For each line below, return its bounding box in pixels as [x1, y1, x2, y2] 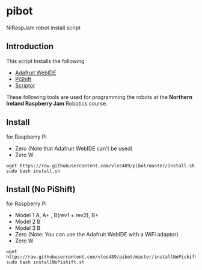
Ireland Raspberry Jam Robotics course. [6, 100, 108, 107]
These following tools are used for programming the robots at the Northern [6, 93, 193, 100]
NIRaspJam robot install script [6, 24, 81, 31]
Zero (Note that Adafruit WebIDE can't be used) [14, 145, 133, 152]
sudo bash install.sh [6, 168, 61, 174]
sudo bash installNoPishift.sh [6, 259, 85, 265]
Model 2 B [14, 218, 41, 226]
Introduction [6, 41, 54, 52]
